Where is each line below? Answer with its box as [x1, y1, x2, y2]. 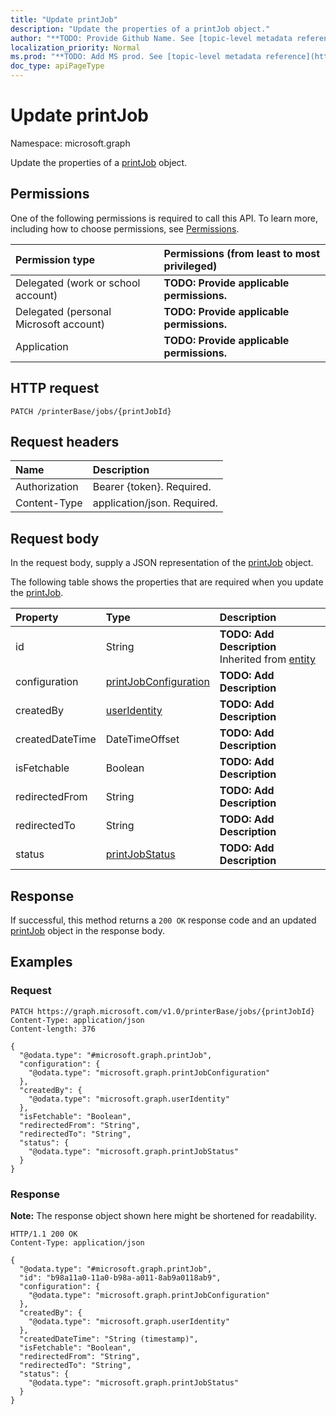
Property [15, 611, 59, 625]
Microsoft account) [15, 317, 106, 331]
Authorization [15, 480, 79, 494]
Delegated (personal [15, 304, 112, 318]
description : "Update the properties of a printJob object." [10, 24, 271, 34]
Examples [10, 954, 73, 971]
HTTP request [10, 380, 100, 397]
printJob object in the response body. [10, 925, 165, 936]
